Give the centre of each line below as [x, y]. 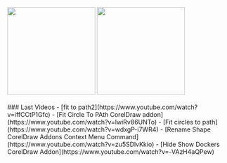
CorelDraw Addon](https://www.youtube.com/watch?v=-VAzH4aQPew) [111, 152]
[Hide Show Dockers [190, 144]
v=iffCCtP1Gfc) [29, 114]
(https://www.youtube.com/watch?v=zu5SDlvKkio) [81, 144]
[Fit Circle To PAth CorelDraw [98, 114]
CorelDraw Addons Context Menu [56, 137]
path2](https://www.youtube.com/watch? [138, 107]
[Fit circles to [182, 122]
